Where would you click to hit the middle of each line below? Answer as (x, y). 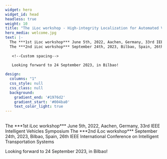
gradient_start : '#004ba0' (42, 102)
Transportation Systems (30, 142)
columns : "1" (23, 79)
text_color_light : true (39, 107)
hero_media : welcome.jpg (31, 33)
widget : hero (19, 10)
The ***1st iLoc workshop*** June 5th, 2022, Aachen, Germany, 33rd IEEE (83, 126)
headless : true (21, 19)
